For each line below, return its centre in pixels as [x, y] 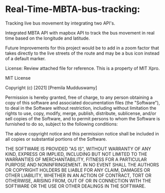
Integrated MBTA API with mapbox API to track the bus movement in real [80, 33]
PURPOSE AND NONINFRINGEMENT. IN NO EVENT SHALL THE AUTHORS [82, 164]
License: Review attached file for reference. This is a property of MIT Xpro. [82, 68]
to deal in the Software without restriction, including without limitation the [81, 108]
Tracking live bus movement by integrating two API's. [60, 23]
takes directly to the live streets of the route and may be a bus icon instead [82, 53]
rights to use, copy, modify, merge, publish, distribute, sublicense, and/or [81, 113]
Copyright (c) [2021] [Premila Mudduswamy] [51, 87]
